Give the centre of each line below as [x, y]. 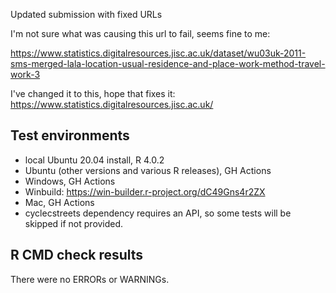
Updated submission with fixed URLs [86, 14]
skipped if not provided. [74, 223]
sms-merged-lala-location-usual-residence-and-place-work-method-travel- [168, 63]
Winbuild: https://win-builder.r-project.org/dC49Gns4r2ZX [145, 191]
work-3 [25, 74]
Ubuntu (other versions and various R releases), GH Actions [148, 170]
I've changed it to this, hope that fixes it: [93, 93]
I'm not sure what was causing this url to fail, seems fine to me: [140, 33]
